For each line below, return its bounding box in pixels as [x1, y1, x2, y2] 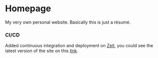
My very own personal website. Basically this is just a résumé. [5, 19, 131, 25]
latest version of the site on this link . [5, 48, 78, 54]
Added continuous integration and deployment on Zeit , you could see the [5, 43, 154, 49]
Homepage [5, 3, 51, 14]
